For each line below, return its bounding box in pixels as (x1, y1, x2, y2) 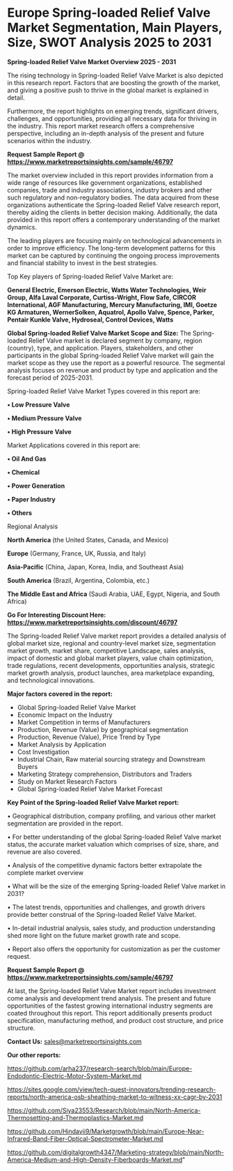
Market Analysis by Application (17, 740, 106, 748)
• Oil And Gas (7, 454, 47, 463)
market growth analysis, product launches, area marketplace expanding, (7, 669, 214, 677)
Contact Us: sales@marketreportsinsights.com (7, 1037, 143, 1045)
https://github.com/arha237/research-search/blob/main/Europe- (7, 1064, 193, 1073)
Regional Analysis (7, 522, 58, 530)
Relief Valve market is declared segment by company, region (29, 336, 202, 345)
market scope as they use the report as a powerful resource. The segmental (7, 358, 225, 367)
